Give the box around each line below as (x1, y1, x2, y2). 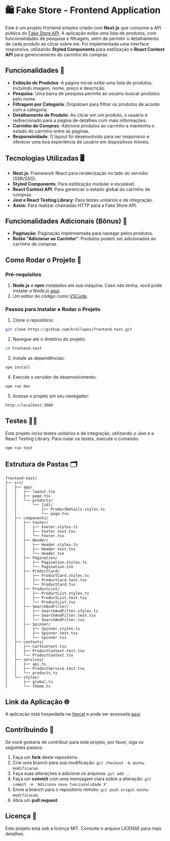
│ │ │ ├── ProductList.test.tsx (5, 595, 87, 600)
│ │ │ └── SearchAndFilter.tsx (5, 617, 85, 623)
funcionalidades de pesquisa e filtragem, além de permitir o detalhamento (5, 35, 159, 41)
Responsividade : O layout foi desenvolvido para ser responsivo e (12, 133, 150, 140)
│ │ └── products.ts (5, 671, 58, 676)
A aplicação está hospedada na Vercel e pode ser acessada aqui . (5, 711, 142, 717)
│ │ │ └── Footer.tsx (5, 534, 65, 539)
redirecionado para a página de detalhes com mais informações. (12, 117, 147, 123)
